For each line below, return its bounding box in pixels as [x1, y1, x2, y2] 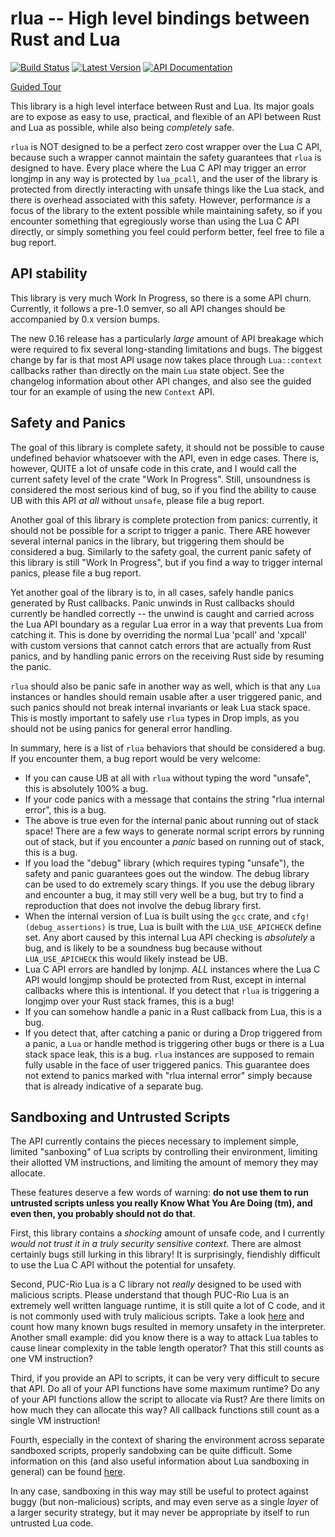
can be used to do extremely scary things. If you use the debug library [24, 878, 315, 890]
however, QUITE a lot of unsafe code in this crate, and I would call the [10, 462, 297, 474]
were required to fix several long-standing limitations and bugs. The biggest [10, 343, 323, 355]
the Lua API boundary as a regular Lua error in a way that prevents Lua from [10, 618, 324, 630]
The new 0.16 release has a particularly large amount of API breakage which [10, 332, 324, 344]
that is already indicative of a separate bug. [24, 1080, 204, 1092]
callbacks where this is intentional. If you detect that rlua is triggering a [24, 984, 320, 996]
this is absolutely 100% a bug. [24, 782, 149, 794]
